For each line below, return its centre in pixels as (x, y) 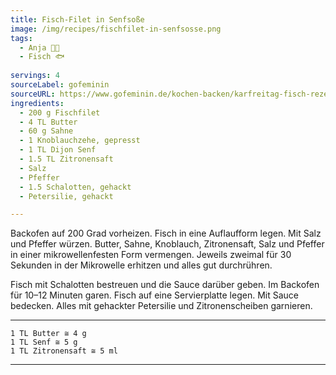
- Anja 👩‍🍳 (39, 47)
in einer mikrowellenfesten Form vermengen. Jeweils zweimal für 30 (151, 255)
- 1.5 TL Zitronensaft (66, 159)
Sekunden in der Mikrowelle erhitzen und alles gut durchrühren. (141, 265)
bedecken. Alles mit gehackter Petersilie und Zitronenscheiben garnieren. (161, 306)
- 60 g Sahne (46, 131)
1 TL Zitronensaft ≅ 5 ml (64, 351)
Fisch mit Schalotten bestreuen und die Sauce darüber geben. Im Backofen (165, 285)
